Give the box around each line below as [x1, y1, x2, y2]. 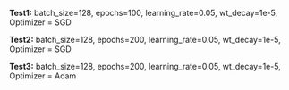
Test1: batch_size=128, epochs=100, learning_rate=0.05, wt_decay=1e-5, [9, 8, 278, 18]
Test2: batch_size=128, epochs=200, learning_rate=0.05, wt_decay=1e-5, [9, 35, 281, 45]
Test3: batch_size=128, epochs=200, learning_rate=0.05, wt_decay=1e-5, [9, 61, 282, 71]
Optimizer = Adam [9, 70, 77, 81]
